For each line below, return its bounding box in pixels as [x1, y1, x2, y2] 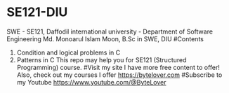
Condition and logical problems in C [16, 48, 121, 57]
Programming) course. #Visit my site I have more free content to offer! [16, 63, 221, 71]
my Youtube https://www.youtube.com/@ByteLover [16, 78, 166, 86]
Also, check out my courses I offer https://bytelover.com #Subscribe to [16, 71, 223, 79]
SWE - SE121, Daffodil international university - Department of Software [6, 27, 214, 36]
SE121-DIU [6, 4, 68, 20]
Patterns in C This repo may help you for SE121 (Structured [16, 55, 187, 64]
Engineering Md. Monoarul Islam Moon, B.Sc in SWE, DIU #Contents [6, 34, 204, 43]
